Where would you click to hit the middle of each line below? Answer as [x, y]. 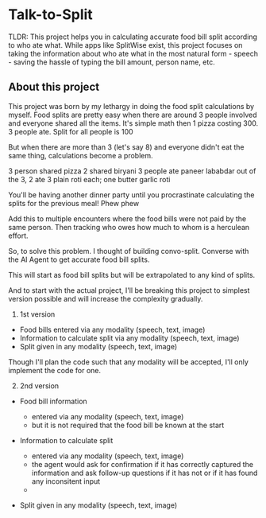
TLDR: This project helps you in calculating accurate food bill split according [133, 37]
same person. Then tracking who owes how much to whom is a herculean [129, 227]
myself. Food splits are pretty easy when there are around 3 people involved [133, 115]
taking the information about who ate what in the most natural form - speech [133, 53]
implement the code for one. [55, 370]
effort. [19, 236]
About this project [54, 87]
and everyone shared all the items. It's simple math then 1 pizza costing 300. [133, 123]
